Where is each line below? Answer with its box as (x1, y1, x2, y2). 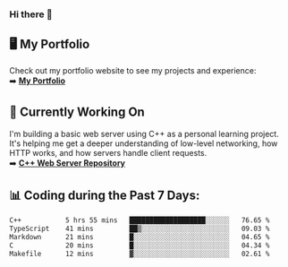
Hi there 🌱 (9, 8, 54, 21)
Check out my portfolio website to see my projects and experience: (9, 65, 257, 75)
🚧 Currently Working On (9, 105, 145, 120)
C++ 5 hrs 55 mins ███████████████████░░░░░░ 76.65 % (9, 216, 270, 225)
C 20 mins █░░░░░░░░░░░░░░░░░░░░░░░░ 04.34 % (9, 241, 270, 250)
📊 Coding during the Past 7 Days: (9, 187, 200, 202)
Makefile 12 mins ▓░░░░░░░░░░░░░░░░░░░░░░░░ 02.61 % (9, 249, 270, 258)
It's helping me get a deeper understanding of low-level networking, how (9, 138, 278, 149)
